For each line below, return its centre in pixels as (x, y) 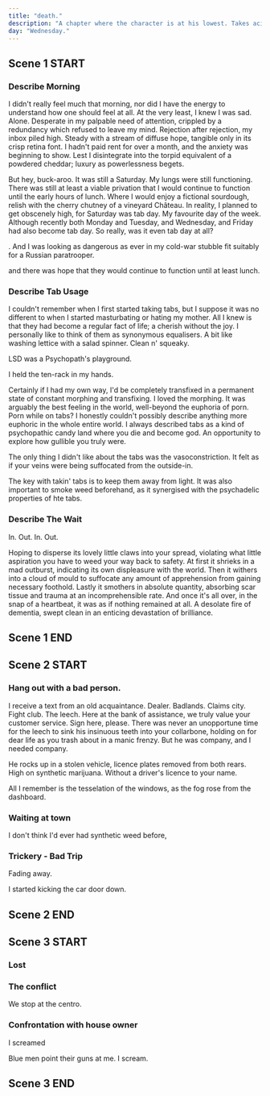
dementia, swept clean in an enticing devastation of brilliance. (111, 612)
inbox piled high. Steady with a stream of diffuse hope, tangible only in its (130, 139)
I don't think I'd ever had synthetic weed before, (88, 836)
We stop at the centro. (45, 1004)
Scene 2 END (41, 914)
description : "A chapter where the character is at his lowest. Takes (129, 23)
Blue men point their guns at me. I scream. (78, 1058)
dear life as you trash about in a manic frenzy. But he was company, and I (130, 740)
